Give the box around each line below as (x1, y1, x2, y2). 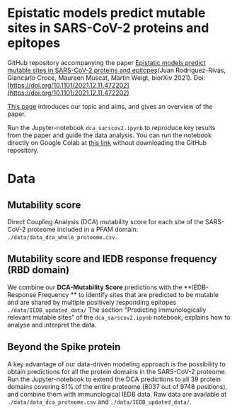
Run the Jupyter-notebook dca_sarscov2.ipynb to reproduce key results (7, 123, 216, 132)
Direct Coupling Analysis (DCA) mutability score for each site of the (7, 217, 204, 226)
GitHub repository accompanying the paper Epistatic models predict (7, 58, 206, 66)
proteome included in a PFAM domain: (27, 225, 139, 233)
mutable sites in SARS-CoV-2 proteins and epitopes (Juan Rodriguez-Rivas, (7, 66, 226, 74)
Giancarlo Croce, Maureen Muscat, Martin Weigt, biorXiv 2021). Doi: (7, 73, 206, 82)
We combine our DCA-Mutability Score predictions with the (7, 283, 183, 291)
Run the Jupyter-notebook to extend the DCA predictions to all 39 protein (7, 375, 221, 383)
